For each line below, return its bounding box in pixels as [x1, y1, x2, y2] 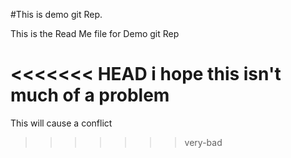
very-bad [184, 136, 223, 148]
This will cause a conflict [10, 117, 113, 129]
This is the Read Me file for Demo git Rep [10, 28, 180, 39]
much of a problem [10, 84, 170, 107]
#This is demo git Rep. [10, 9, 103, 20]
